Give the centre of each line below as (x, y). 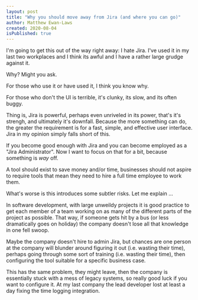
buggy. (15, 104)
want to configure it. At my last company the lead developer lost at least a (96, 285)
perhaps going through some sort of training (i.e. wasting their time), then (96, 254)
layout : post (22, 12)
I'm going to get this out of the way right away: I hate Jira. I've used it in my (98, 50)
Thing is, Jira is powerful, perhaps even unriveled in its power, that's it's (94, 115)
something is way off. (32, 158)
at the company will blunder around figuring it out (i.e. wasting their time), (96, 248)
